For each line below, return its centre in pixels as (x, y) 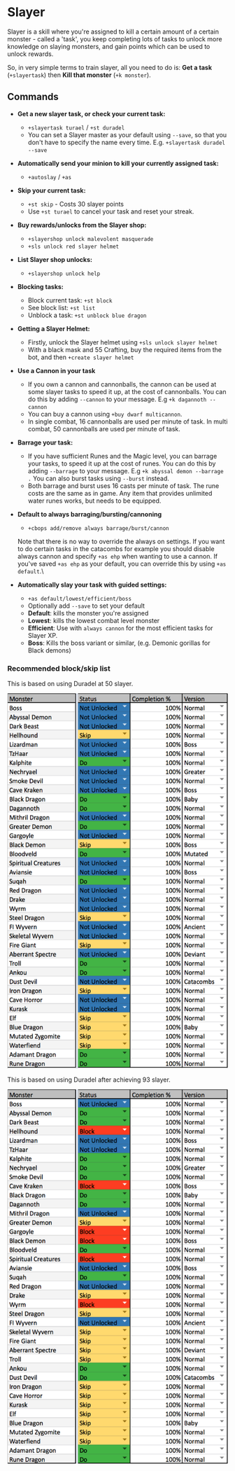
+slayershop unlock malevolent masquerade (91, 239)
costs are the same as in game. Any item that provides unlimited (120, 493)
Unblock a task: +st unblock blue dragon (87, 315)
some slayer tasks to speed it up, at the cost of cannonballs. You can (127, 391)
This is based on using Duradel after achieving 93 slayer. (89, 1080)
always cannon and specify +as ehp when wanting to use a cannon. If (117, 556)
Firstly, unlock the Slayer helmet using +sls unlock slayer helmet (123, 342)
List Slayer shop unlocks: (55, 259)
